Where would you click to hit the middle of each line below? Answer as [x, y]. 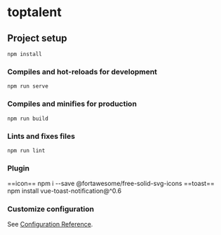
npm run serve [28, 86]
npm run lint [26, 150]
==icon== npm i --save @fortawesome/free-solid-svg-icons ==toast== [111, 184]
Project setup [38, 38]
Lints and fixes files [41, 136]
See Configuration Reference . [50, 224]
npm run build [28, 119]
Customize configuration [51, 209]
